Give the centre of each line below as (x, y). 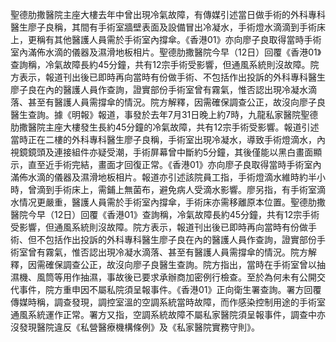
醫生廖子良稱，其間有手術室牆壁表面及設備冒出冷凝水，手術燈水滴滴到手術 (163, 27)
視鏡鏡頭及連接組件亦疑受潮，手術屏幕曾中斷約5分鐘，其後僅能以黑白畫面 (162, 152)
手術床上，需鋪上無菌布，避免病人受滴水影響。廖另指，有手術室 (185, 189)
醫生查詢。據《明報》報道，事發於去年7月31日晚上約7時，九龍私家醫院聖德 (164, 114)
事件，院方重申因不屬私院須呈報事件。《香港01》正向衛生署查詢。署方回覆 (170, 289)
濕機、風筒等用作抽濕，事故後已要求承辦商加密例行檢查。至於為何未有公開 (163, 277)
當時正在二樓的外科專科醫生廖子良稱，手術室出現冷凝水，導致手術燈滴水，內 (168, 139)
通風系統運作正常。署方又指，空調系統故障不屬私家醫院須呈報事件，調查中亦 (168, 314)
